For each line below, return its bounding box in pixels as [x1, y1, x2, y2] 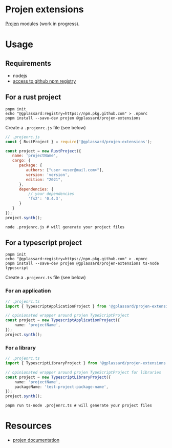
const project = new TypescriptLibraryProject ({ [5, 375, 111, 380]
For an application [5, 287, 51, 295]
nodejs [12, 72, 27, 79]
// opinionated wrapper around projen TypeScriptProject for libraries [5, 369, 161, 375]
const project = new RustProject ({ [5, 148, 81, 153]
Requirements [5, 59, 51, 68]
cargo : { [12, 158, 31, 163]
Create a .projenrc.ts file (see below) [5, 275, 86, 281]
